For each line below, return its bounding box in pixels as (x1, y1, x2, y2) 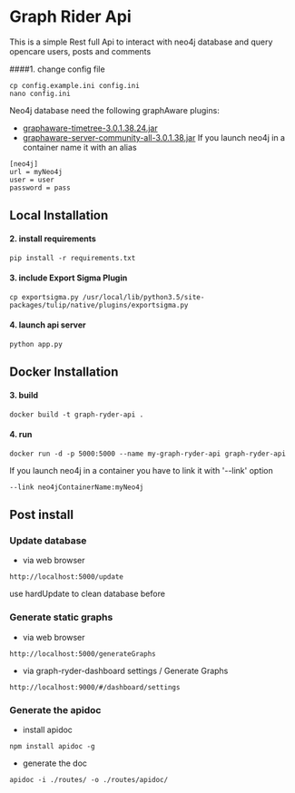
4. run (9, 429, 33, 440)
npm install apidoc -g (9, 742, 95, 751)
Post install (9, 507, 74, 523)
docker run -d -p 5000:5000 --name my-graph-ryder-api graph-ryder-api (9, 449, 286, 458)
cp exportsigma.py (9, 292, 79, 301)
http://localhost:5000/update (9, 573, 124, 582)
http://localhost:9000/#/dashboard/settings (9, 682, 181, 691)
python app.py (9, 339, 64, 348)
